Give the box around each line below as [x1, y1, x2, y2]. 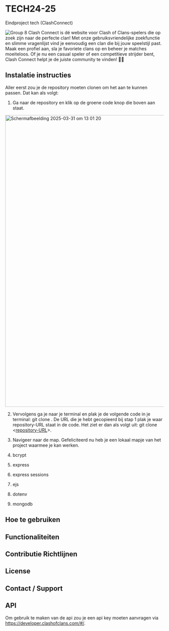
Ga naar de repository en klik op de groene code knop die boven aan [12, 99, 155, 106]
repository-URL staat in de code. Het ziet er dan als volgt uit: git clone [12, 422, 157, 428]
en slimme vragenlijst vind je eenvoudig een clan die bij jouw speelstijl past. [5, 40, 162, 46]
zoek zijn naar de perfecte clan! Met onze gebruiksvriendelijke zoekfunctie [5, 35, 160, 41]
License [5, 567, 31, 575]
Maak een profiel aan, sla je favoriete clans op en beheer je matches [5, 45, 147, 51]
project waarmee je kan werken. [12, 442, 79, 448]
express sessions [12, 471, 49, 478]
